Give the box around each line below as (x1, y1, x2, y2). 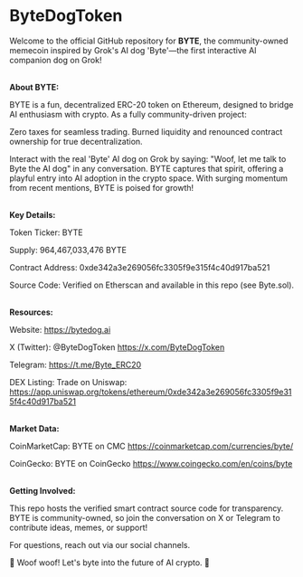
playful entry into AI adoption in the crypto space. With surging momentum (9, 173, 288, 184)
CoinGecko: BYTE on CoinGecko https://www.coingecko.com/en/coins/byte (9, 458, 293, 468)
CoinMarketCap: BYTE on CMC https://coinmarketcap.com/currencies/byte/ (9, 440, 294, 451)
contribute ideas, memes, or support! (9, 522, 148, 533)
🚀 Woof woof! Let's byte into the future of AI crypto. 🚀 (9, 557, 210, 568)
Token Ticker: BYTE (9, 227, 83, 238)
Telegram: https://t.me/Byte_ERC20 (9, 359, 142, 370)
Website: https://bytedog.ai (9, 324, 111, 335)
